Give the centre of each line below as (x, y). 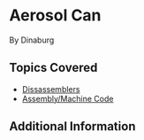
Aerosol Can (55, 16)
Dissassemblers (51, 89)
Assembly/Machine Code (68, 98)
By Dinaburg (32, 40)
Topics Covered (53, 68)
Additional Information (72, 126)
